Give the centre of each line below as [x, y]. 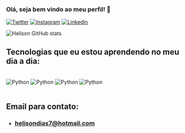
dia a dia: [23, 61]
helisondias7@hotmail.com [55, 124]
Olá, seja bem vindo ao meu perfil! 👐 [58, 9]
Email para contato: [43, 107]
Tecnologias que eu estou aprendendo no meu [93, 52]
